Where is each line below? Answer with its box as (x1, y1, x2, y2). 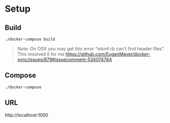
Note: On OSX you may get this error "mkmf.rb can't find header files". (17, 46, 165, 51)
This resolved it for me (17, 51, 65, 57)
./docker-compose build (5, 37, 55, 42)
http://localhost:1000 (5, 112, 49, 118)
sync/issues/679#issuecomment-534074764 (17, 56, 112, 63)
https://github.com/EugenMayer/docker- (65, 51, 151, 57)
